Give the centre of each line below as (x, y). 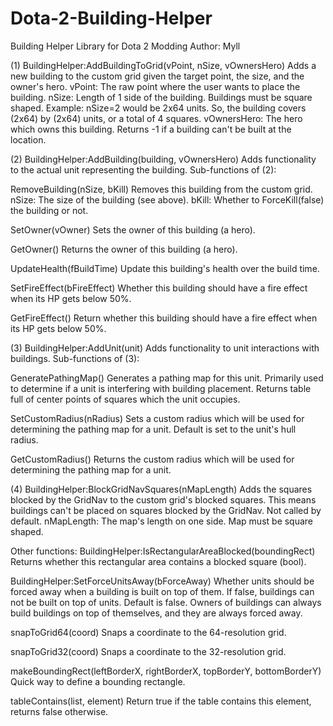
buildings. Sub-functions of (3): (75, 358)
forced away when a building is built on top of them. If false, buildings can (162, 591)
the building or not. (49, 210)
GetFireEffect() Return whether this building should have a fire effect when (164, 318)
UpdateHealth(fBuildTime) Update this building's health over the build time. (165, 268)
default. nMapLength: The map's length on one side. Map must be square (162, 521)
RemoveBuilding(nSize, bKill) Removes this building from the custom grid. (161, 189)
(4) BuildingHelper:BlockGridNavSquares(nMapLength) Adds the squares (161, 489)
